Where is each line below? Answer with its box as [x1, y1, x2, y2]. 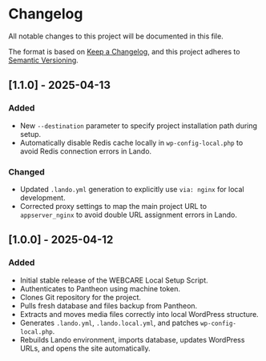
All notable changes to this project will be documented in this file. [8, 31, 224, 41]
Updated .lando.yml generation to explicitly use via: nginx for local [19, 184, 244, 194]
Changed [8, 166, 46, 177]
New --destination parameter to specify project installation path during [19, 121, 258, 130]
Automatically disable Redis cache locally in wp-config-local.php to [19, 138, 244, 147]
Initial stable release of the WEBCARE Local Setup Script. [19, 275, 208, 285]
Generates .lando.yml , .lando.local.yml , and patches [19, 318, 199, 327]
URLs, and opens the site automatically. [19, 343, 151, 353]
